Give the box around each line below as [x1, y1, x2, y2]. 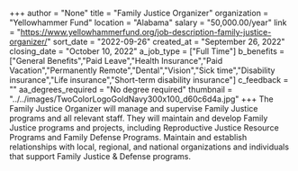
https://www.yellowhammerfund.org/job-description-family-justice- [20, 27, 272, 37]
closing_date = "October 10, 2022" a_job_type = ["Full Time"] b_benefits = [9, 46, 285, 57]
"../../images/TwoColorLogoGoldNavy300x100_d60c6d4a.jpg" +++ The [9, 94, 274, 104]
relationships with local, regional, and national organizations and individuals [9, 141, 290, 152]
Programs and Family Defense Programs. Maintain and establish [9, 132, 248, 142]
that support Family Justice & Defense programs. [9, 151, 192, 161]
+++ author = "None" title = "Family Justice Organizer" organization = [9, 8, 269, 18]
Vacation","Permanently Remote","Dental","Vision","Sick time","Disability [9, 65, 275, 76]
